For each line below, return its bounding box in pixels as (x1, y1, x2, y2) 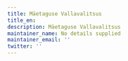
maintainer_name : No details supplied (7, 29, 121, 37)
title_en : (7, 17, 37, 24)
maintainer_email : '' (7, 36, 71, 43)
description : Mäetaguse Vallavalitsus (7, 23, 121, 30)
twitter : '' (7, 43, 42, 50)
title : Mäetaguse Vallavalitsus (7, 10, 102, 18)
